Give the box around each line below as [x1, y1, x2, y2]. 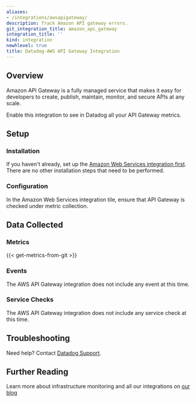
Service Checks [6, 296, 54, 304]
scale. [6, 99, 21, 106]
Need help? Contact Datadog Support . [6, 349, 101, 357]
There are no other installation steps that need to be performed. [6, 167, 165, 174]
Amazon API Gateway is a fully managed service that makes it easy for [6, 86, 182, 94]
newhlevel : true [6, 43, 47, 49]
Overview [6, 71, 44, 81]
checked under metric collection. [6, 202, 89, 209]
